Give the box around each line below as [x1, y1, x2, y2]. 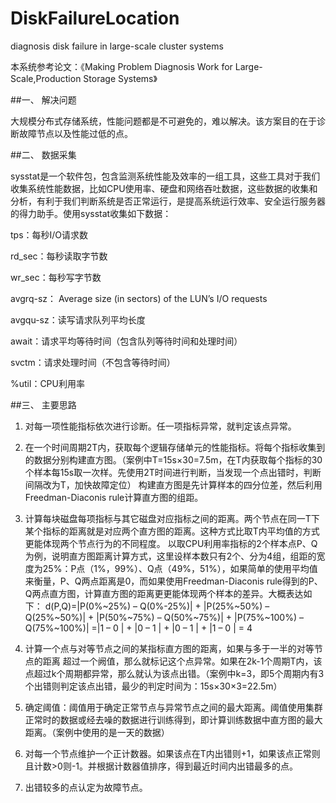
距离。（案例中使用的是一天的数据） [24, 726, 170, 738]
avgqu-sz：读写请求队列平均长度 [10, 313, 146, 326]
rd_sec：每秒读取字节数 [10, 250, 108, 262]
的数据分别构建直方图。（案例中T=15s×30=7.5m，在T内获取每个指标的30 [24, 453, 323, 466]
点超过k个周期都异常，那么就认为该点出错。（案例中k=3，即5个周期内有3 [24, 667, 325, 679]
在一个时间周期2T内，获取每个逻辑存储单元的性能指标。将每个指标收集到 [24, 441, 326, 453]
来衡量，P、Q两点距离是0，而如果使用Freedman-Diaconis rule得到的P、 [24, 575, 323, 587]
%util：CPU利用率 [10, 377, 85, 389]
